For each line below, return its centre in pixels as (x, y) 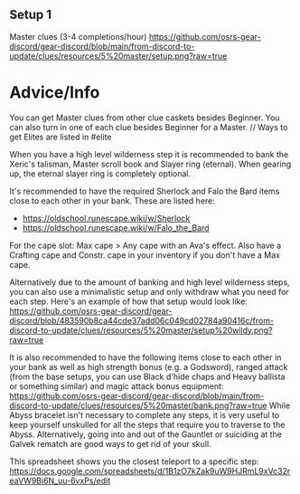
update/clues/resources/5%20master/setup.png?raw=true (118, 56)
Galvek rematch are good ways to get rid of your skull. (110, 443)
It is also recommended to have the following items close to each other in (145, 357)
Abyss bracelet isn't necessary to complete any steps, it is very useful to (145, 414)
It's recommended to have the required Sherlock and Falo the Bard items (145, 191)
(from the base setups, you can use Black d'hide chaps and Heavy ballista (147, 376)
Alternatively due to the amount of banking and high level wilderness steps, (150, 282)
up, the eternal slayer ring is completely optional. (100, 173)
